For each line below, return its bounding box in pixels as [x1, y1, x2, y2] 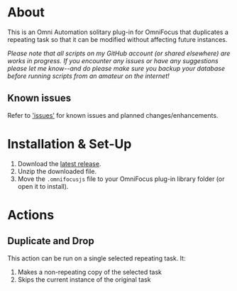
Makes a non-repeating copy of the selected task [17, 268, 162, 276]
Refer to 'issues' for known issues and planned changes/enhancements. [7, 111, 219, 119]
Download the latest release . [17, 159, 101, 168]
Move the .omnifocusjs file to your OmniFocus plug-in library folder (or [17, 175, 225, 183]
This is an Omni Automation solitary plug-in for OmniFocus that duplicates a [7, 28, 229, 36]
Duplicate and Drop [7, 235, 94, 247]
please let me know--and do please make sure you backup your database [7, 64, 226, 72]
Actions [7, 207, 55, 223]
